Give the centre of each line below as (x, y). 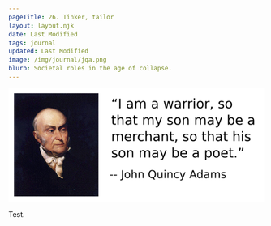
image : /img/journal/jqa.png (58, 60)
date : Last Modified (43, 34)
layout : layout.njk (41, 26)
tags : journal (32, 43)
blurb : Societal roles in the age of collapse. (90, 69)
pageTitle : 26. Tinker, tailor (61, 17)
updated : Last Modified (49, 51)
